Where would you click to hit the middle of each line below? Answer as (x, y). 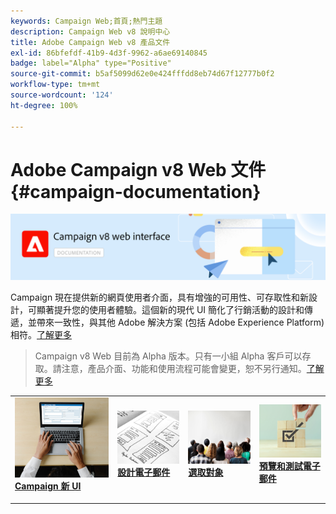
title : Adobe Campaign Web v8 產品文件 (90, 42)
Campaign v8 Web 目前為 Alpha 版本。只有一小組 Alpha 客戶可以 (168, 356)
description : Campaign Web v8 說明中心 (90, 31)
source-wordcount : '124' (62, 95)
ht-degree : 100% (44, 105)
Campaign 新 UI (48, 486)
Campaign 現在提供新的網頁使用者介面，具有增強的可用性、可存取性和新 (160, 297)
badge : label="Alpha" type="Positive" (91, 63)
